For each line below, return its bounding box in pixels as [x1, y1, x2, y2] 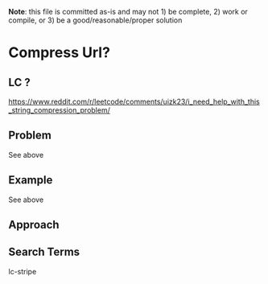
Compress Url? [8, 43, 111, 62]
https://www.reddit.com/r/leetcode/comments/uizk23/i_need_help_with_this [8, 97, 260, 106]
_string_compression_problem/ [8, 105, 110, 115]
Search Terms [8, 245, 80, 259]
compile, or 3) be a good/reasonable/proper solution [8, 15, 183, 25]
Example [8, 173, 53, 187]
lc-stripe [8, 266, 37, 276]
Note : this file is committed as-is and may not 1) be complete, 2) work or [8, 7, 248, 16]
